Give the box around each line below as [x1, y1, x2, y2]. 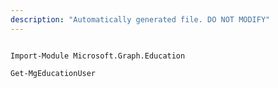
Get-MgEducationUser [10, 68, 97, 78]
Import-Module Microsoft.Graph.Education [10, 51, 186, 61]
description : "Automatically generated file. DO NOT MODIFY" [10, 14, 271, 25]
